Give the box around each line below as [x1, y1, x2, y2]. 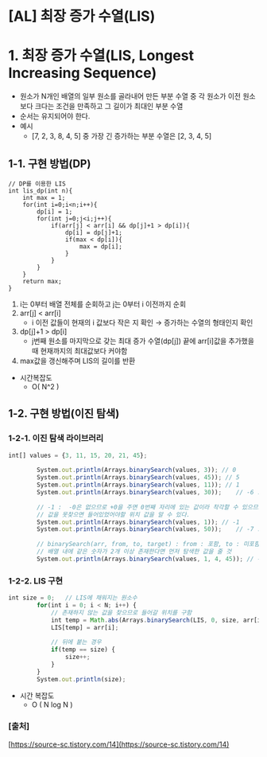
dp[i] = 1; [37, 208, 73, 216]
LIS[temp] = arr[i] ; [50, 623, 119, 631]
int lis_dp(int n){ [8, 186, 73, 195]
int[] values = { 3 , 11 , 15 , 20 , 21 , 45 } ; [8, 451, 148, 459]
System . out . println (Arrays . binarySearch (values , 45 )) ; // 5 [37, 474, 240, 482]
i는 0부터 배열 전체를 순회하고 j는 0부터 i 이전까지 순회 [19, 299, 187, 309]
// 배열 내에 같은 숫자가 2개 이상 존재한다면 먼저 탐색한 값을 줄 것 [37, 548, 232, 556]
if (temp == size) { [50, 646, 115, 654]
